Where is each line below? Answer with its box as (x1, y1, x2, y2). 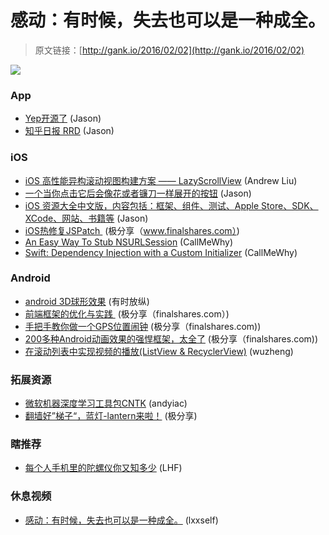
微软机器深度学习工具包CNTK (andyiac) (24, 397, 188, 410)
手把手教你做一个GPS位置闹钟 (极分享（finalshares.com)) (24, 320, 262, 332)
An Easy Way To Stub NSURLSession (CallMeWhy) (24, 236, 234, 248)
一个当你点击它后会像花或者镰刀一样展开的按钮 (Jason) (24, 187, 252, 199)
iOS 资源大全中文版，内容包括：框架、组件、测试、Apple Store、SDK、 (24, 199, 319, 211)
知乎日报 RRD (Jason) (24, 125, 115, 137)
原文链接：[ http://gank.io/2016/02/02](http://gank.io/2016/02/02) (34, 44, 305, 56)
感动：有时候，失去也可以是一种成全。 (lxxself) (24, 514, 219, 526)
